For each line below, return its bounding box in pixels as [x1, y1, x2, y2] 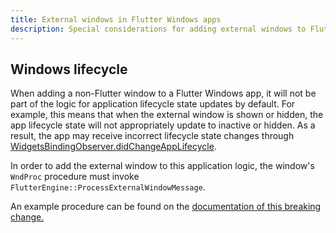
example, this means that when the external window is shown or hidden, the [10, 109, 324, 121]
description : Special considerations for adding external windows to [10, 24, 307, 34]
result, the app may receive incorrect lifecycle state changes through [10, 130, 295, 142]
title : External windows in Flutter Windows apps [10, 14, 222, 25]
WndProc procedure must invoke [10, 171, 140, 183]
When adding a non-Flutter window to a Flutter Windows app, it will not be [10, 87, 317, 100]
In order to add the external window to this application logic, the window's [10, 160, 315, 172]
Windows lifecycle [10, 61, 128, 78]
